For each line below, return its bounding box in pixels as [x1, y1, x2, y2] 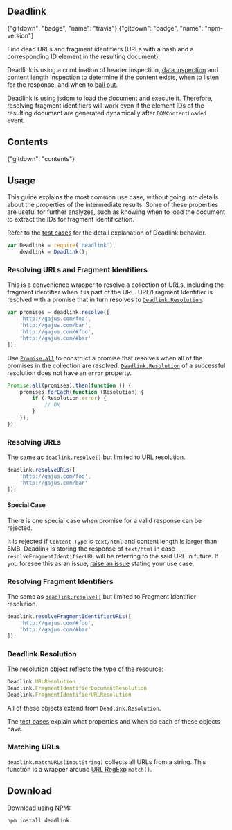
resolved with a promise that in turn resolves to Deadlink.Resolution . [7, 295, 204, 304]
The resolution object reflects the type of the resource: [7, 665, 164, 673]
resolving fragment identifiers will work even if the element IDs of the [7, 101, 204, 110]
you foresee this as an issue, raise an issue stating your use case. [7, 559, 195, 567]
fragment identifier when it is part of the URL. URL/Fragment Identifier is [7, 288, 213, 297]
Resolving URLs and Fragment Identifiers [7, 265, 148, 275]
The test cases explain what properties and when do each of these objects [7, 717, 220, 725]
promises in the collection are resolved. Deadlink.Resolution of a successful [7, 361, 226, 370]
